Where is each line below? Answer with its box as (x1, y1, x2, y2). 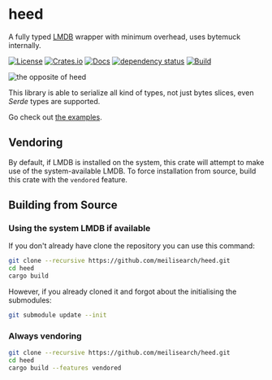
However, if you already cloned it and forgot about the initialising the (8, 286, 237, 297)
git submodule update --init (8, 311, 107, 320)
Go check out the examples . (8, 111, 103, 122)
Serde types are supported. (8, 96, 101, 106)
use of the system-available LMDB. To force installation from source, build (8, 166, 257, 176)
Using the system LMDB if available (8, 223, 151, 234)
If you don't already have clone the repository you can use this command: (8, 241, 256, 251)
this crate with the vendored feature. (8, 174, 128, 184)
